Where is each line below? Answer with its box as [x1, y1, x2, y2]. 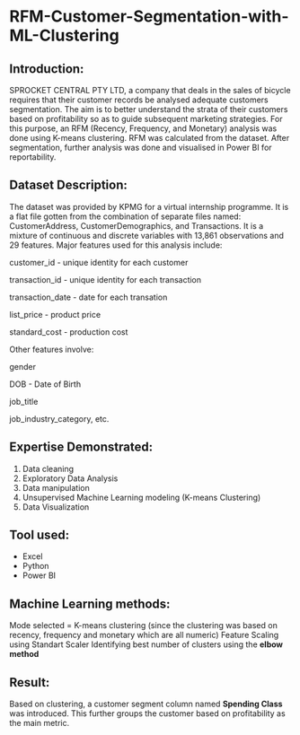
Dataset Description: [9, 178, 128, 193]
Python [22, 561, 49, 572]
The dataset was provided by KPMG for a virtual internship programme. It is [9, 201, 289, 212]
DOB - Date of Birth [9, 379, 82, 389]
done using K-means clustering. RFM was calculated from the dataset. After [9, 133, 290, 143]
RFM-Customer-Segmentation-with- [9, 6, 289, 27]
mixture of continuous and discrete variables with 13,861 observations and [9, 230, 285, 241]
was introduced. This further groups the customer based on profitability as [9, 708, 286, 719]
